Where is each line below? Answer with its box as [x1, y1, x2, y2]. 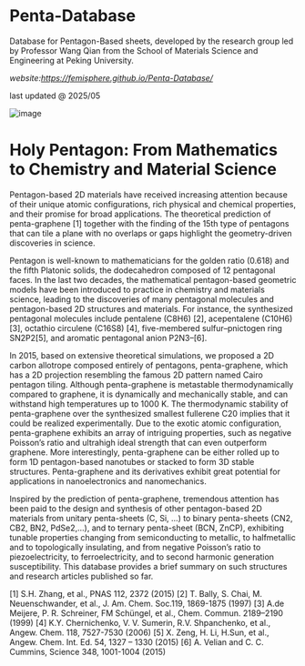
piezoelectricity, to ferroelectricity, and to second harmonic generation [9, 551, 275, 562]
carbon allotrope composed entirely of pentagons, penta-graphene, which [9, 359, 289, 370]
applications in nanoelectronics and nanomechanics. [9, 475, 207, 487]
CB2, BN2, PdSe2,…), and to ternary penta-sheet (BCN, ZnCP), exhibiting [9, 522, 285, 533]
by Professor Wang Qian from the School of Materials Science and [9, 45, 259, 55]
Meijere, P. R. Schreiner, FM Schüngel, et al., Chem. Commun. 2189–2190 [9, 607, 284, 619]
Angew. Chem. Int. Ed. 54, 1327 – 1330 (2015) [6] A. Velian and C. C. [9, 636, 264, 647]
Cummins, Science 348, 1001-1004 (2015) [9, 646, 167, 657]
